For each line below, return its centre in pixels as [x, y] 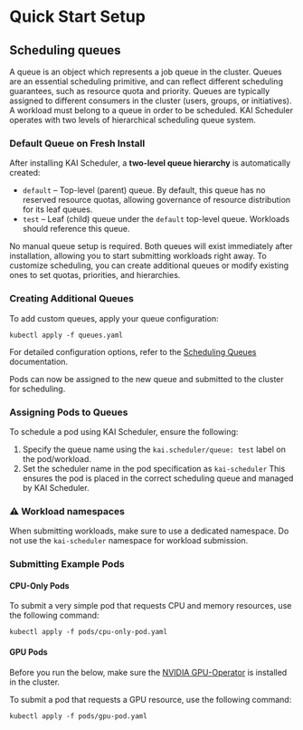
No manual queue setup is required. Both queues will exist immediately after [151, 246]
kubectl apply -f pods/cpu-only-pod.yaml [89, 632]
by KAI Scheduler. [56, 487]
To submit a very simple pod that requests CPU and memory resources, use [151, 606]
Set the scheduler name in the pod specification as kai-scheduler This [154, 468]
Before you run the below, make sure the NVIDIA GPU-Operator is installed [148, 672]
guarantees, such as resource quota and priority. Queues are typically [140, 91]
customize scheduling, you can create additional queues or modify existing [149, 265]
